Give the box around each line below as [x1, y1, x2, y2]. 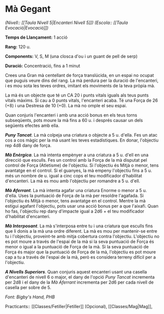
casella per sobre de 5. [5, 284, 51, 290]
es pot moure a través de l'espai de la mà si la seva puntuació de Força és [5, 239, 154, 244]
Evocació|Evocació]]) [5, 24, 49, 30]
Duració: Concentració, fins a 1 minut [5, 63, 80, 69]
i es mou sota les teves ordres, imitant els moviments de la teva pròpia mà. [5, 82, 155, 89]
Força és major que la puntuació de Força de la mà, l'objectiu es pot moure [5, 249, 156, 255]
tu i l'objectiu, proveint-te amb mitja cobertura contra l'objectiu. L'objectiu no [5, 233, 160, 239]
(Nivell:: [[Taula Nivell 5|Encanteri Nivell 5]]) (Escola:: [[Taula [5, 20, 128, 25]
